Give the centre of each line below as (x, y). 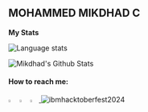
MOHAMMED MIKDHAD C (74, 13)
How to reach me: (38, 82)
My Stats (24, 32)
